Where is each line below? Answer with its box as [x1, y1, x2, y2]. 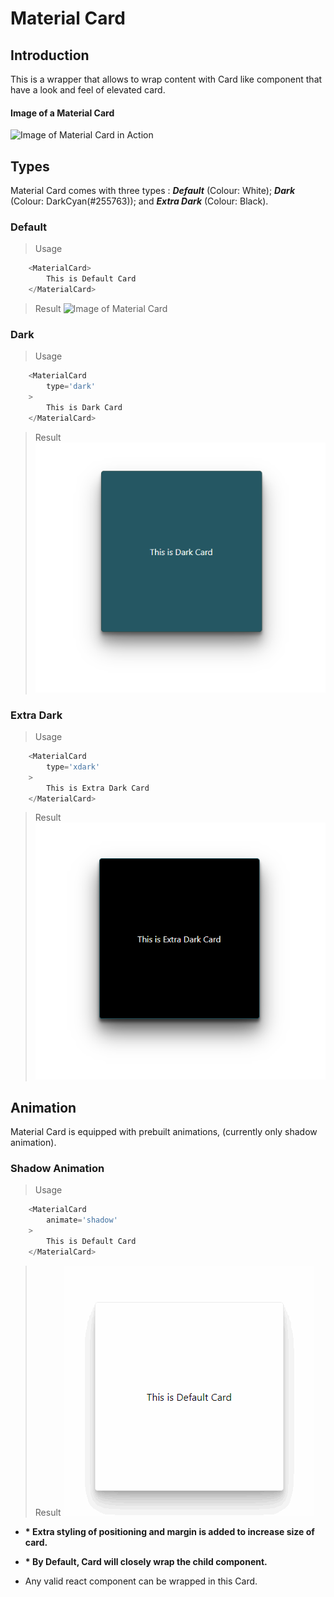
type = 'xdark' [46, 762, 101, 772]
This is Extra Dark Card [46, 783, 150, 793]
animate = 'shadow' [46, 1215, 118, 1226]
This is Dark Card [46, 402, 123, 412]
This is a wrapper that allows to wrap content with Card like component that [10, 73, 323, 85]
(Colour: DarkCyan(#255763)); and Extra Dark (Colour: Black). [10, 195, 269, 207]
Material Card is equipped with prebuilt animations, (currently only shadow [10, 1125, 318, 1137]
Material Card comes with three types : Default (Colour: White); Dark [10, 185, 296, 197]
